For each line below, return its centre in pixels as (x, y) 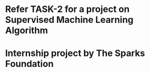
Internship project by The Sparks (75, 53)
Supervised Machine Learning (69, 20)
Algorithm (27, 30)
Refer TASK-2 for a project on (67, 9)
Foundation (30, 64)
